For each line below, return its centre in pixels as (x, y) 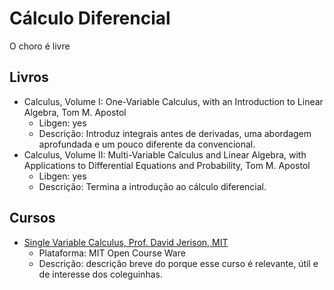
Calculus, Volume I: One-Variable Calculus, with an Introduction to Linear (173, 101)
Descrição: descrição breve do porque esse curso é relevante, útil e (178, 263)
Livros (29, 77)
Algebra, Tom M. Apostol (75, 112)
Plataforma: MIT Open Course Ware (112, 253)
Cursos (32, 218)
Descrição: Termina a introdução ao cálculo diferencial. (152, 186)
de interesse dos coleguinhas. (100, 274)
